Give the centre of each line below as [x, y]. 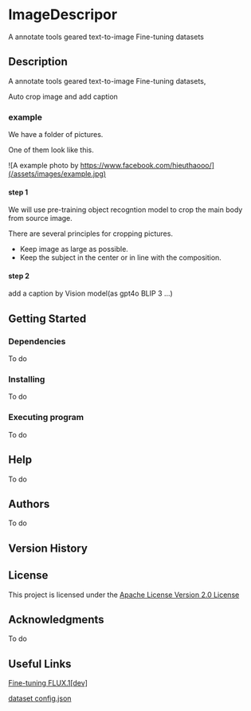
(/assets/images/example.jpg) [57, 174]
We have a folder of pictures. [56, 135]
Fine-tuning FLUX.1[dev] [48, 683]
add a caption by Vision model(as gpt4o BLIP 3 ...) [90, 293]
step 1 [18, 192]
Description [38, 62]
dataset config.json [40, 698]
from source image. [41, 218]
